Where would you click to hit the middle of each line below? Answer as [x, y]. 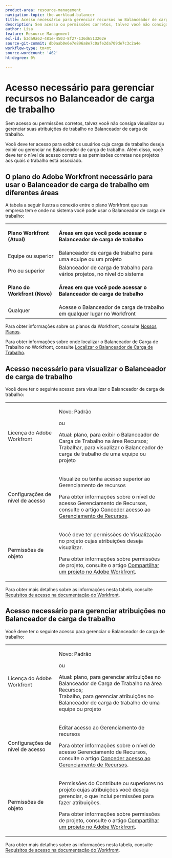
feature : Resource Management [38, 34]
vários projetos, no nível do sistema [101, 274]
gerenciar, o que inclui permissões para [106, 796]
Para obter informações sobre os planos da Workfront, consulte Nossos [81, 326]
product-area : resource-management [43, 10]
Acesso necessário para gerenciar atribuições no [85, 611]
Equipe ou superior [31, 256]
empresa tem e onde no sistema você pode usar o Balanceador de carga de [85, 211]
